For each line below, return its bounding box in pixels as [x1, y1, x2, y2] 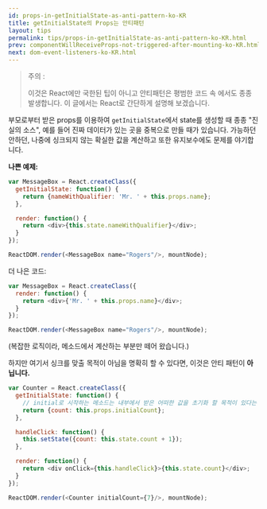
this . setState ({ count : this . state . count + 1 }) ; [22, 435, 183, 444]
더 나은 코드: [8, 266, 47, 275]
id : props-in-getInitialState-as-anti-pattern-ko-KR [8, 11, 187, 20]
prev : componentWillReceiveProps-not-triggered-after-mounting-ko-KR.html [8, 41, 261, 49]
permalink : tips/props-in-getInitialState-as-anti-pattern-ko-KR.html [8, 33, 247, 42]
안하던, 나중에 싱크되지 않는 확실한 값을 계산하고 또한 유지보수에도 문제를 [8, 135, 233, 144]
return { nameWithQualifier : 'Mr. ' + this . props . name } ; [22, 192, 212, 200]
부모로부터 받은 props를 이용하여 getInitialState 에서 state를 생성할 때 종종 [8, 115, 247, 124]
